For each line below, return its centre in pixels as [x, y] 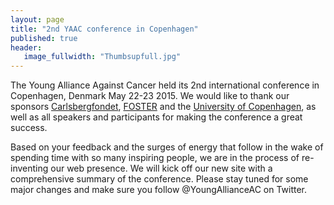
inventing [29, 168]
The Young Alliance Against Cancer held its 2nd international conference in [165, 85]
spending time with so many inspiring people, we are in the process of [155, 158]
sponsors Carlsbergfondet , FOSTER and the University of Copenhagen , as [163, 107]
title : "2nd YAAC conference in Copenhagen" [104, 29]
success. [29, 128]
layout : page [37, 19]
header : [26, 47]
